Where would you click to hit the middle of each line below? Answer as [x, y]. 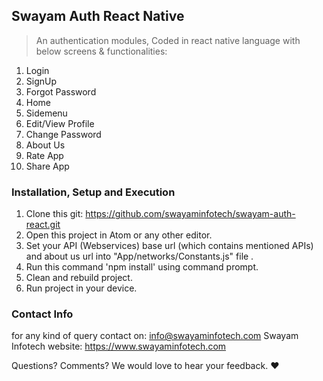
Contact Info [42, 314]
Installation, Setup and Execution [93, 192]
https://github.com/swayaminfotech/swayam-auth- [190, 214]
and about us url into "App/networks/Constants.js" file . [139, 256]
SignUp [41, 81]
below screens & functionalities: [101, 51]
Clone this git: [54, 214]
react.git [43, 225]
